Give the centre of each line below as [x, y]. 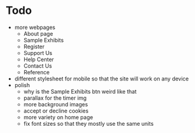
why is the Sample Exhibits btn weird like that [80, 91]
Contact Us [38, 66]
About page [38, 33]
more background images [56, 104]
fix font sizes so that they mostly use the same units [89, 123]
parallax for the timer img [55, 98]
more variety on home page [58, 117]
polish [22, 85]
